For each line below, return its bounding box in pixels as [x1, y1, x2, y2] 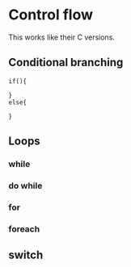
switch [8, 248, 44, 262]
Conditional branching [8, 56, 124, 69]
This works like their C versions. [8, 32, 116, 42]
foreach [8, 223, 40, 235]
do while [8, 180, 43, 191]
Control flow [8, 6, 94, 24]
